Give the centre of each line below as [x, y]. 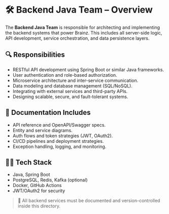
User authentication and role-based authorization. [65, 75]
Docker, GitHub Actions [37, 186]
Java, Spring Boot [31, 175]
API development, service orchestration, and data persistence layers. [77, 38]
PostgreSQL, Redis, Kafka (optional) [50, 180]
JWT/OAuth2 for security [39, 191]
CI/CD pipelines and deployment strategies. [58, 141]
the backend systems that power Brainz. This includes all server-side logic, [84, 33]
